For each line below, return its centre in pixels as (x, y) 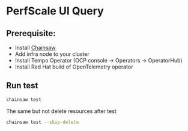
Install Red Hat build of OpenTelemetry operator (74, 67)
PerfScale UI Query (55, 11)
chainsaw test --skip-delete (43, 122)
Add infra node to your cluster (52, 54)
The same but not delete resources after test (62, 111)
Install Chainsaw (35, 47)
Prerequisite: (31, 33)
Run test (22, 86)
